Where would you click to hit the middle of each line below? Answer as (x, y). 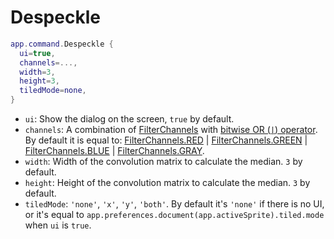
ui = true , (37, 53)
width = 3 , (37, 72)
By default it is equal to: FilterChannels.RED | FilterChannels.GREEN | (166, 140)
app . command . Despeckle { (62, 44)
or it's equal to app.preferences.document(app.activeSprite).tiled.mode (174, 215)
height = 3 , (39, 81)
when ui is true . (58, 225)
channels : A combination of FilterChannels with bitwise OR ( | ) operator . (171, 130)
